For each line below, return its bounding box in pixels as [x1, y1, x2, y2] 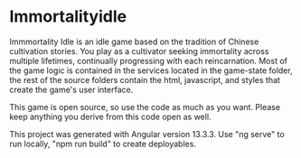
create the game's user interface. [9, 84, 134, 95]
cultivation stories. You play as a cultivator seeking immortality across [9, 45, 269, 56]
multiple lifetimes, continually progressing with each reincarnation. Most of [9, 55, 287, 66]
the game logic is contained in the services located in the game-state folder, [9, 65, 293, 76]
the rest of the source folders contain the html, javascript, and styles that [9, 74, 280, 85]
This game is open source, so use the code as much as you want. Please [9, 101, 281, 112]
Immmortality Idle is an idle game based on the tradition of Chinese [9, 36, 259, 47]
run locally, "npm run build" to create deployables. [9, 138, 197, 149]
